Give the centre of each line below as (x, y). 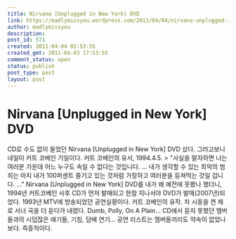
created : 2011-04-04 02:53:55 (52, 46)
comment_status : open (39, 60)
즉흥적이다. (37, 228)
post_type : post (31, 72)
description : (26, 33)
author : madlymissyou (39, 27)
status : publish (31, 66)
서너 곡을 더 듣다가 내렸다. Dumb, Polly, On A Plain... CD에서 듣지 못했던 (114, 211)
